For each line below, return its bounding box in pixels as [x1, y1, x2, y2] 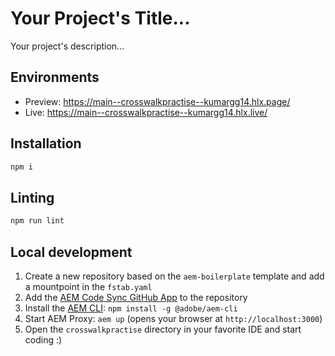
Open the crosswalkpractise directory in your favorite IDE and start [24, 323, 302, 335]
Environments [10, 69, 100, 86]
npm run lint [10, 216, 65, 226]
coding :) [24, 333, 63, 346]
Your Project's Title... [10, 7, 191, 30]
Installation [10, 135, 82, 152]
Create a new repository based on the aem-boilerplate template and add [24, 270, 325, 282]
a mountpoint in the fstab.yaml [24, 280, 153, 292]
